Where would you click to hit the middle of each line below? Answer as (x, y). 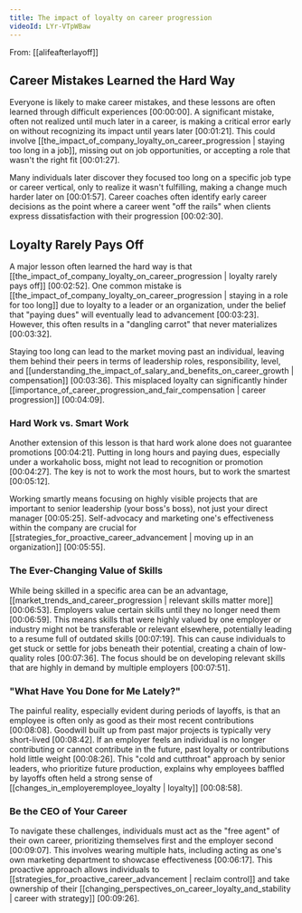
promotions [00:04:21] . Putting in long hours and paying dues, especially (145, 452)
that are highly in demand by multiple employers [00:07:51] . (120, 667)
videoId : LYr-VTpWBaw (50, 26)
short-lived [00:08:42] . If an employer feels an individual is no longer (137, 740)
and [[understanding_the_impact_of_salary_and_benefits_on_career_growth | (152, 371)
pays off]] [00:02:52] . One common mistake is (96, 286)
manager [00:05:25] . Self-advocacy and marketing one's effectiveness (142, 519)
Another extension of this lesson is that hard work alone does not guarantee (151, 443)
